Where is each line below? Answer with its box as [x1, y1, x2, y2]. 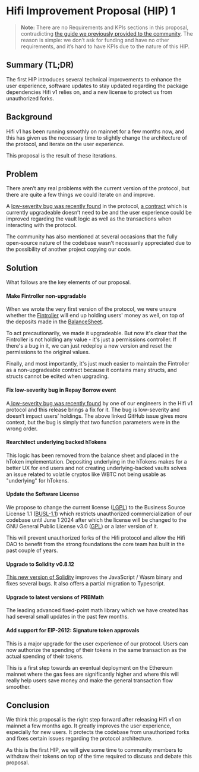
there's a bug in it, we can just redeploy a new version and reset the [6, 342, 172, 349]
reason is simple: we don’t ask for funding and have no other [20, 36, 169, 43]
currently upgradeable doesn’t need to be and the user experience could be [6, 209, 192, 216]
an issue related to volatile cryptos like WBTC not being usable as [6, 471, 166, 478]
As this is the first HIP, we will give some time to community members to [6, 746, 183, 754]
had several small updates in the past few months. [6, 613, 129, 620]
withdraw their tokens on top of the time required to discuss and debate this [6, 753, 192, 760]
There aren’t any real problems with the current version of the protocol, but [6, 185, 190, 192]
